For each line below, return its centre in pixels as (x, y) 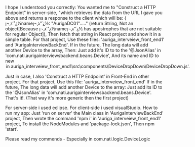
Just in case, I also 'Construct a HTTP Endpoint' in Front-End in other (77, 76)
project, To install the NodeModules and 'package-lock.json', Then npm (80, 124)
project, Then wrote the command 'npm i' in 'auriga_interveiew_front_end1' (83, 118)
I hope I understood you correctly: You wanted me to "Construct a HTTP (81, 7)
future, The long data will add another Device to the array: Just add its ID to (84, 87)
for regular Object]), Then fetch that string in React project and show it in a (83, 34)
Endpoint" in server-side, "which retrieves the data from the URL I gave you (84, 13)
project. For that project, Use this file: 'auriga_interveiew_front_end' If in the (84, 82)
